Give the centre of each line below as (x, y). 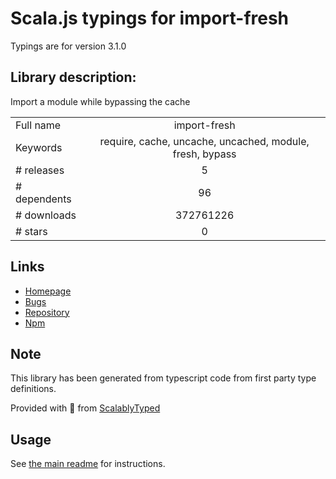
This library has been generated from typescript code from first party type (163, 378)
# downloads (46, 215)
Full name (38, 125)
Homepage (48, 291)
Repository (47, 312)
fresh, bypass (204, 154)
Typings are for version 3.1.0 (68, 46)
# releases (40, 170)
